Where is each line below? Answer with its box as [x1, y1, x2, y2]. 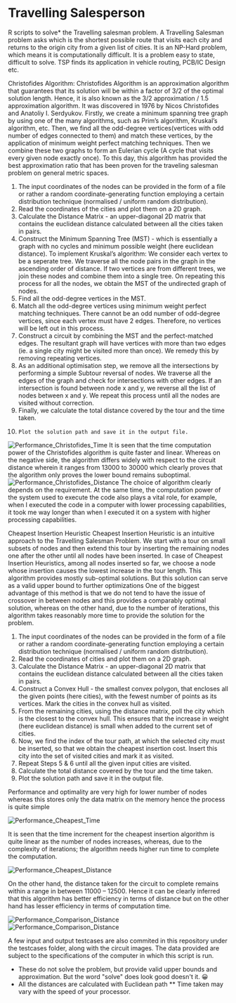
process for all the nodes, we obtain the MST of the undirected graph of [18, 279, 227, 287]
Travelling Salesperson [8, 5, 145, 21]
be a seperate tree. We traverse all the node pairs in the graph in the [18, 256, 216, 265]
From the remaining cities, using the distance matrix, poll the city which [18, 707, 225, 715]
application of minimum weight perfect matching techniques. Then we [8, 138, 211, 147]
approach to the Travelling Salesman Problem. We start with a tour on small [8, 536, 225, 545]
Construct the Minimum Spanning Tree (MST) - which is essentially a [18, 234, 218, 243]
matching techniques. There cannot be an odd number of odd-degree [18, 309, 221, 317]
